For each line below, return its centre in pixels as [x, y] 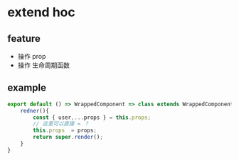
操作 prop [32, 56]
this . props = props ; [65, 131]
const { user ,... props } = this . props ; [92, 118]
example [27, 88]
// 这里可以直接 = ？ [61, 124]
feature [24, 39]
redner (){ [35, 110]
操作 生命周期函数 [43, 65]
